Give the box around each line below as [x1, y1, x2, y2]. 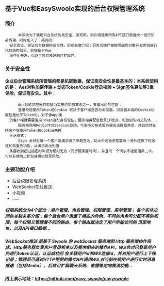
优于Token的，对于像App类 [16, 112, 63, 117]
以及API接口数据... [13, 225, 51, 231]
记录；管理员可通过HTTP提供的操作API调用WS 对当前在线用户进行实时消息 [5, 256, 155, 263]
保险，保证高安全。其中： [5, 90, 56, 96]
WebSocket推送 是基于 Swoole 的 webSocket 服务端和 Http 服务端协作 [5, 238, 147, 244]
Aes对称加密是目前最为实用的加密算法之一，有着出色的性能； [17, 102, 122, 107]
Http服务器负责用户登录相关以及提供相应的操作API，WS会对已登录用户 [13, 244, 156, 251]
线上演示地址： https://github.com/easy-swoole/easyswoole [5, 276, 129, 282]
